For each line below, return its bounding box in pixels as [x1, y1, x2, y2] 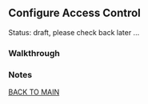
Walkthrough [8, 47, 60, 58]
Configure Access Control [8, 6, 142, 20]
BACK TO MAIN [8, 87, 60, 97]
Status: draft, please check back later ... [8, 27, 140, 37]
